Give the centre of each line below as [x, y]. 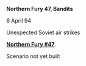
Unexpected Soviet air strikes [43, 32]
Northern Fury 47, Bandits [40, 9]
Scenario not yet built [33, 56]
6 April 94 [19, 20]
